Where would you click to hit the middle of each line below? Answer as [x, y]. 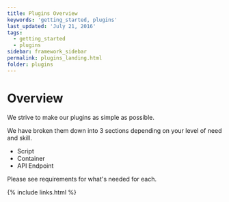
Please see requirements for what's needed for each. [82, 179]
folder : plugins [30, 64]
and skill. [19, 138]
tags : [15, 33]
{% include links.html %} [42, 192]
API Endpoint [35, 166]
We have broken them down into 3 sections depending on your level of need [114, 130]
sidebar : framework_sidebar [47, 52]
